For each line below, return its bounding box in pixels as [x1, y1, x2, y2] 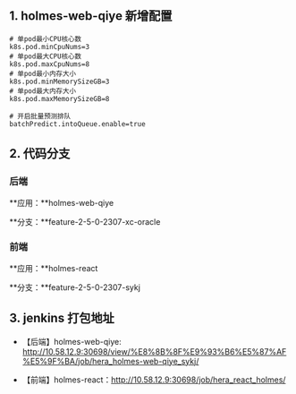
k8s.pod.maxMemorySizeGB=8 [9, 94, 110, 103]
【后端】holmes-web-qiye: [21, 336, 123, 347]
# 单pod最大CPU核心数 [9, 52, 82, 61]
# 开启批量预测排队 [9, 111, 72, 121]
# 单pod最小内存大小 [9, 69, 77, 78]
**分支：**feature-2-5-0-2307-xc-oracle [9, 216, 161, 227]
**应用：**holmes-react [9, 262, 98, 273]
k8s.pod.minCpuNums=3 [9, 42, 90, 51]
